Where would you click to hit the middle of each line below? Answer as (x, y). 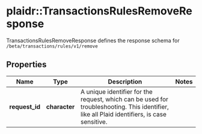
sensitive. (94, 121)
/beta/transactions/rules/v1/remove (52, 46)
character (60, 106)
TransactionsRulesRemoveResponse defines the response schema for (93, 40)
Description (125, 81)
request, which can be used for (124, 99)
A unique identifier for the (117, 91)
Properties (26, 65)
